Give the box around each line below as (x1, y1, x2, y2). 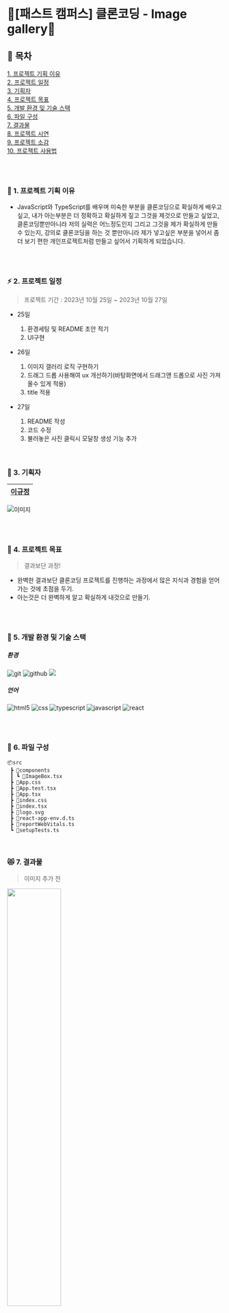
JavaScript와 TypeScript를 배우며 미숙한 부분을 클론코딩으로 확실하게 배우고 (16, 203, 222, 211)
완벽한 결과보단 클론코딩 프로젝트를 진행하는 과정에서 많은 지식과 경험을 (16, 576, 207, 584)
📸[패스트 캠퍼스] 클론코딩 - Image (7, 6, 187, 22)
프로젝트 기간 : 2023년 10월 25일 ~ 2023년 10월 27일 (23, 295, 167, 303)
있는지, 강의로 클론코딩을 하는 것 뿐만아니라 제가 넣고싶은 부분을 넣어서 (24, 229, 213, 237)
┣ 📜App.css (10, 779, 41, 786)
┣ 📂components (10, 767, 51, 774)
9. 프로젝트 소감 (7, 138, 49, 146)
